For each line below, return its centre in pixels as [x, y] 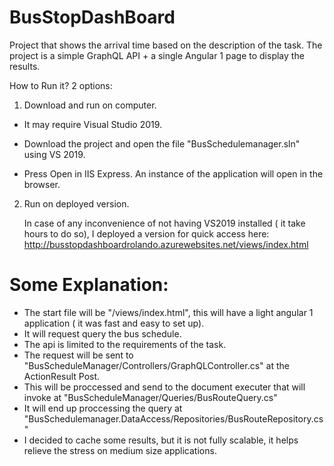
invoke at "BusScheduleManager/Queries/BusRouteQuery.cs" [150, 397]
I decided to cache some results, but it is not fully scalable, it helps [161, 440]
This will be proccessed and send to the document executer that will [164, 387]
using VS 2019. [54, 154]
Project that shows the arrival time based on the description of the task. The [166, 45]
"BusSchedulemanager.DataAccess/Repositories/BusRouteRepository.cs [173, 418]
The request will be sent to [78, 355]
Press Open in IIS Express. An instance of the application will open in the [173, 173]
